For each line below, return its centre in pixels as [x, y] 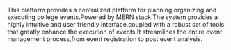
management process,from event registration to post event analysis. [105, 39]
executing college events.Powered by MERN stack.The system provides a [112, 17]
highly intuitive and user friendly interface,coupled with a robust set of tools [116, 24]
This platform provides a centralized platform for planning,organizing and [112, 10]
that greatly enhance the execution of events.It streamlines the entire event [115, 32]
